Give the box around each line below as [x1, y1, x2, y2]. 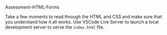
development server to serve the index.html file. [5, 24, 105, 30]
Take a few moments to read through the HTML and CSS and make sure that [5, 14, 162, 19]
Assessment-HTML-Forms [5, 4, 60, 10]
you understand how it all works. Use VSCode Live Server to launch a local [5, 19, 159, 25]
